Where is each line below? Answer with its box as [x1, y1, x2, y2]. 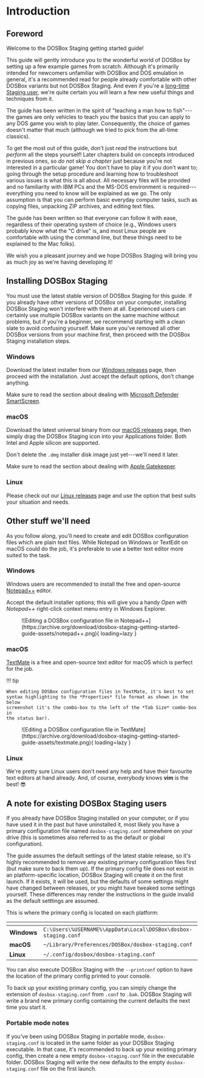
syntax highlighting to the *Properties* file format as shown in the [6, 694, 189, 700]
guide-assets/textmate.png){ [21, 739, 94, 746]
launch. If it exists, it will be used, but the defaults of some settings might [6, 878, 189, 885]
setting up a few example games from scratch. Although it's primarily [6, 63, 179, 70]
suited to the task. [6, 551, 52, 558]
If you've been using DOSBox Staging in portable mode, [6, 1032, 146, 1040]
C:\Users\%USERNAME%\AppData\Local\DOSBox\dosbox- [43, 926, 192, 933]
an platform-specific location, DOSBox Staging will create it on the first [6, 871, 183, 879]
